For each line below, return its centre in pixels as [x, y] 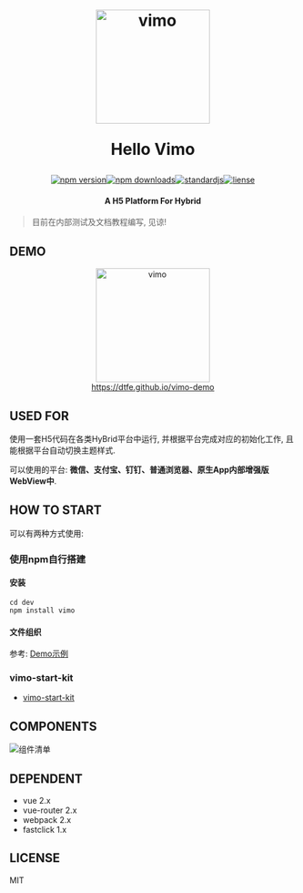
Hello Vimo [153, 149]
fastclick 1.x [45, 830]
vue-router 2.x [50, 810]
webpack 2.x [47, 820]
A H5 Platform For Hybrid [153, 200]
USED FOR [40, 416]
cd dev [22, 602]
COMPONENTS [53, 726]
